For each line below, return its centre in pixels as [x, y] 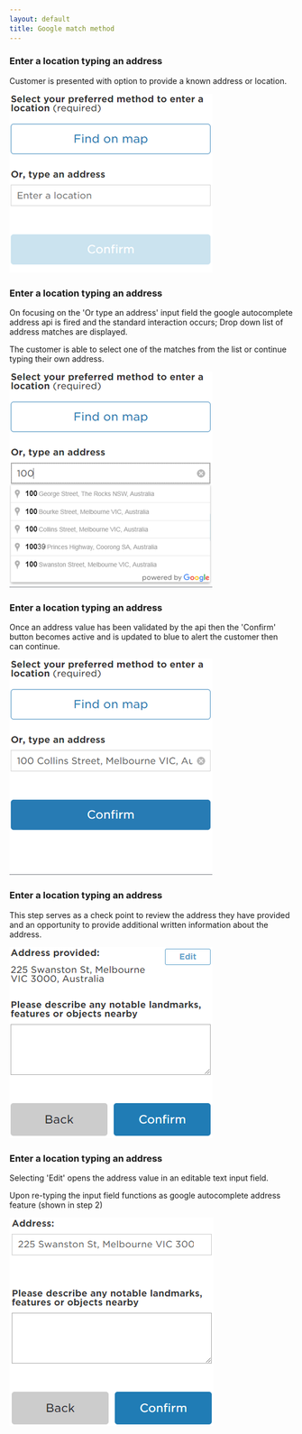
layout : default [40, 19]
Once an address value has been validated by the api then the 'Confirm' [143, 628]
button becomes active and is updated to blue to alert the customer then [144, 637]
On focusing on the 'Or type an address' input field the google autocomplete [151, 313]
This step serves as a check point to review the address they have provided [150, 915]
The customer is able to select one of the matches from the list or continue [148, 349]
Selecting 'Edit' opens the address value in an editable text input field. [139, 1178]
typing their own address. [57, 359]
